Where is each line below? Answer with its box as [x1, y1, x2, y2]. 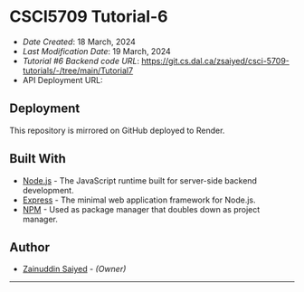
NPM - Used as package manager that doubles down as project [22, 203, 261, 214]
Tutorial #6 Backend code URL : [22, 55, 140, 66]
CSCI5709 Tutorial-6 [9, 6, 169, 27]
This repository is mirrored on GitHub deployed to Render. [9, 125, 225, 136]
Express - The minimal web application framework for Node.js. [22, 194, 256, 205]
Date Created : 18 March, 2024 [22, 36, 136, 47]
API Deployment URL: [22, 74, 103, 85]
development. [22, 184, 74, 195]
